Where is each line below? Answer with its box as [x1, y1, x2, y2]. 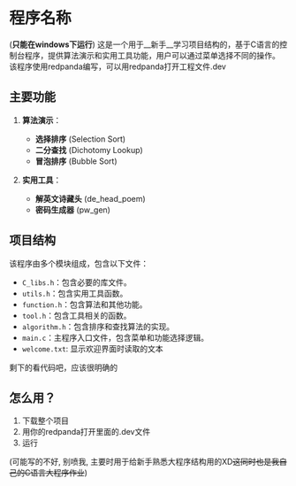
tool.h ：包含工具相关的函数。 [21, 310, 132, 320]
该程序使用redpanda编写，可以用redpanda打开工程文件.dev [9, 61, 227, 72]
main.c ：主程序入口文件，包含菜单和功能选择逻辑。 [21, 332, 209, 343]
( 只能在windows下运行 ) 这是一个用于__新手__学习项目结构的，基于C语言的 [9, 39, 280, 50]
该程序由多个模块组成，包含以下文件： [9, 258, 148, 268]
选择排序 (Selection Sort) [34, 134, 126, 144]
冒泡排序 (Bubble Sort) [34, 156, 118, 166]
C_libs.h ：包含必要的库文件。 [21, 276, 133, 288]
